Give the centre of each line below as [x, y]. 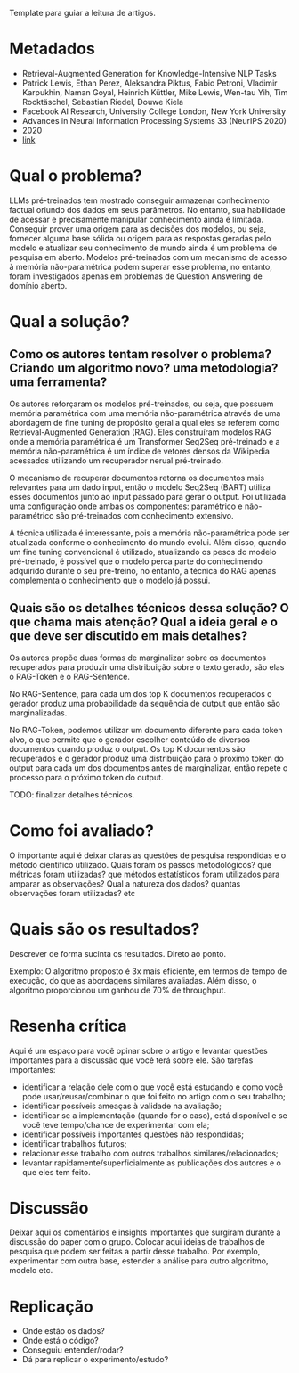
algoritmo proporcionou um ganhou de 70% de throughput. [118, 990]
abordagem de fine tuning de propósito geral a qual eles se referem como [145, 422]
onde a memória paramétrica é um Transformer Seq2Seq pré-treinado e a [145, 441]
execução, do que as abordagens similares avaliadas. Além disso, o [133, 980]
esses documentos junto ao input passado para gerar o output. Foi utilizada [148, 496]
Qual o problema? [76, 176]
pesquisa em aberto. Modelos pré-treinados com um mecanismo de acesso [148, 257]
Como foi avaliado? [81, 830]
